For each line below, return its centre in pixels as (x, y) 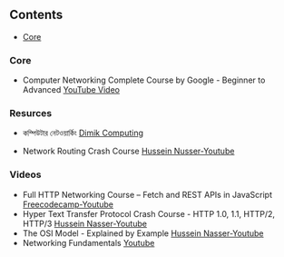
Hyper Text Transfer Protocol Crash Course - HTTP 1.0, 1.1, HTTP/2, (148, 213)
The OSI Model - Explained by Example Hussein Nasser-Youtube (143, 233)
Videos (25, 174)
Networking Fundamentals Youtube (88, 242)
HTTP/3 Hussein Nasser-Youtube (85, 223)
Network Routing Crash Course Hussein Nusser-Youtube (128, 151)
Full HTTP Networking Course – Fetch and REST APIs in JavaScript (147, 194)
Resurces (31, 114)
